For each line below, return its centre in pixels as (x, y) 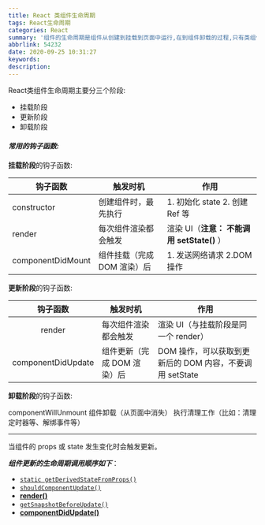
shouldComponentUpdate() (60, 488)
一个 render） (183, 336)
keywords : (24, 60)
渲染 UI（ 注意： (196, 228)
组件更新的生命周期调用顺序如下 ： (63, 463)
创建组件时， (122, 202)
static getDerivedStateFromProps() (78, 479)
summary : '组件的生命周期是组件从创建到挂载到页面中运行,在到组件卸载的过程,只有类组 (132, 37)
